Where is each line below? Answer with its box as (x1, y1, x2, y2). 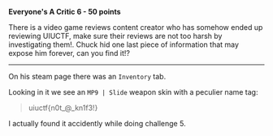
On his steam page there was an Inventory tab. (8, 72, 167, 81)
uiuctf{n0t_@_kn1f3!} (28, 103, 98, 113)
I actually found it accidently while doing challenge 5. (8, 119, 186, 128)
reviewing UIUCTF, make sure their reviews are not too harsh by (8, 32, 223, 40)
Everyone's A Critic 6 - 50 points (8, 7, 121, 16)
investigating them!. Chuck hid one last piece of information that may (8, 40, 240, 49)
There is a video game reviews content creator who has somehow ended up (8, 23, 263, 32)
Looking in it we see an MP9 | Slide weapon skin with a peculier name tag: (8, 87, 258, 96)
